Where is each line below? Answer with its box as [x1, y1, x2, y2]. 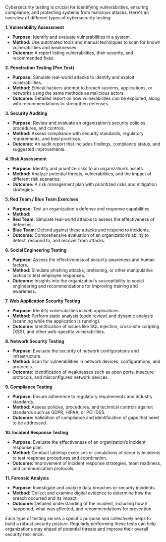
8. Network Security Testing [5, 339, 64, 344]
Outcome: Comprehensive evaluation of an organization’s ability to [12, 232, 149, 238]
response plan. [12, 444, 43, 450]
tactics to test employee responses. [12, 272, 86, 278]
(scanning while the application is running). [12, 318, 101, 324]
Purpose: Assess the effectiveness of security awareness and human [12, 257, 155, 263]
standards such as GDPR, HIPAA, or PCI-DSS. [12, 409, 106, 415]
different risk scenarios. [12, 176, 61, 182]
